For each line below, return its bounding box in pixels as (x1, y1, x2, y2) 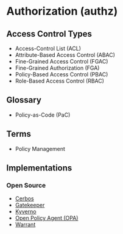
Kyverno (15, 208, 37, 215)
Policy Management (15, 145, 66, 152)
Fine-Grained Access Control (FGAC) (15, 58, 108, 65)
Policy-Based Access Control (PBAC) (15, 71, 108, 78)
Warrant (15, 221, 36, 229)
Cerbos (15, 195, 35, 202)
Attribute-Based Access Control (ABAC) (15, 51, 116, 59)
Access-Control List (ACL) (15, 45, 81, 52)
